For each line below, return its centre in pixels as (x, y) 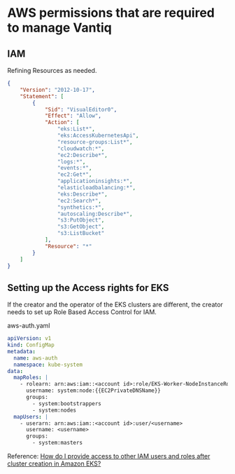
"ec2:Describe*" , (83, 155)
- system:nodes (55, 410)
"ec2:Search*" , (79, 201)
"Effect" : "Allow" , (73, 116)
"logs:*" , (71, 162)
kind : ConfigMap (31, 345)
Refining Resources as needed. (52, 70)
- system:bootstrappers (67, 404)
